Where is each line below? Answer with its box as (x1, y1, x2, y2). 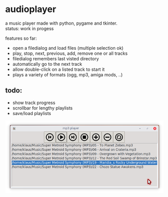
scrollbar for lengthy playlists (12, 105, 73, 111)
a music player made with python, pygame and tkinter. (5, 20, 118, 26)
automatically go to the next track (12, 61, 82, 67)
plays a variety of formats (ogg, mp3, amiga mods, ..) (12, 71, 123, 77)
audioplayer (5, 4, 56, 15)
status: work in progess (5, 25, 54, 31)
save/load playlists (12, 110, 51, 116)
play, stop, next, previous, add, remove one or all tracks (12, 50, 128, 56)
